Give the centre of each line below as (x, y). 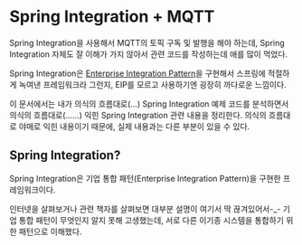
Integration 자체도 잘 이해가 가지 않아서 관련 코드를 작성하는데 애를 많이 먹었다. (148, 54)
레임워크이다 (32, 189)
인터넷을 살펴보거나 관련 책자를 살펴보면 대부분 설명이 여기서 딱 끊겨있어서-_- (145, 209)
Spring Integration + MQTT (112, 17)
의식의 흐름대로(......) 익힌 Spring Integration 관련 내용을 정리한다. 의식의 (138, 115)
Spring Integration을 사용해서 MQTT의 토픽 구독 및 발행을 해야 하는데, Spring (147, 42)
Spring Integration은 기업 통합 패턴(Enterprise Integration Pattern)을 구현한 (146, 178)
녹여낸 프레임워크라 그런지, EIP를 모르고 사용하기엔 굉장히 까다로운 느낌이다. (152, 84)
